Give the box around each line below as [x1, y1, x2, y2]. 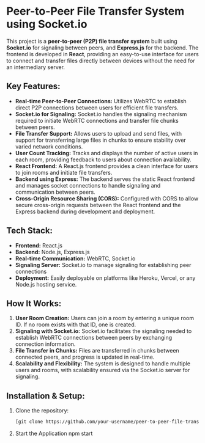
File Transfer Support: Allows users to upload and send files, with [15, 130, 182, 137]
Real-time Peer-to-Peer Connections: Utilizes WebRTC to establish [15, 97, 187, 104]
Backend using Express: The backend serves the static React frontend [15, 175, 195, 183]
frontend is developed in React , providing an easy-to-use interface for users [6, 50, 199, 57]
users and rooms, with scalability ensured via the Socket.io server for [15, 367, 190, 374]
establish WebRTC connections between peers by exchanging [15, 334, 173, 342]
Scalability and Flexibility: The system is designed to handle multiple [15, 360, 191, 367]
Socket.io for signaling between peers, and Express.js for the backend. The [6, 44, 199, 51]
